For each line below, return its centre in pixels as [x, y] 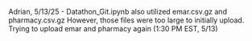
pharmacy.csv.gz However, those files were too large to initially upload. [126, 20]
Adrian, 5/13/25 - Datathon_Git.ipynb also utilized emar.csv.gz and [118, 12]
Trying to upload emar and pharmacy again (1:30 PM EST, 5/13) [114, 29]
